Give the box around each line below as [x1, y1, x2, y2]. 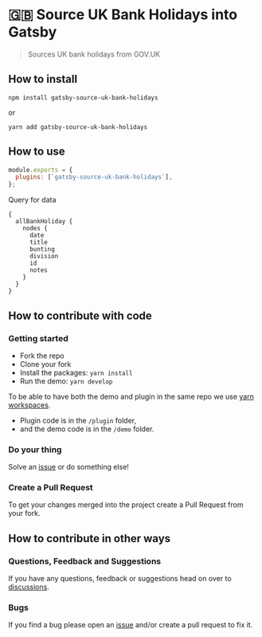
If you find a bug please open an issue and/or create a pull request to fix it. [8, 620, 253, 630]
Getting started [8, 332, 69, 344]
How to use [8, 145, 65, 159]
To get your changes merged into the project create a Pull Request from [8, 500, 244, 509]
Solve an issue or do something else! [8, 462, 130, 472]
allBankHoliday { [15, 218, 73, 226]
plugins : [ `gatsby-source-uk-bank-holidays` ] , [15, 173, 173, 181]
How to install [8, 73, 78, 86]
